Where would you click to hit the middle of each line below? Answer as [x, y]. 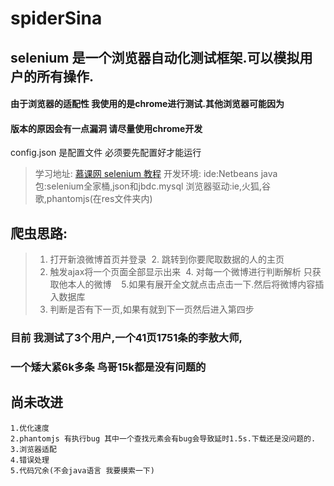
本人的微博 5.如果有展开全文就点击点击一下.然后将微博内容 [191, 284]
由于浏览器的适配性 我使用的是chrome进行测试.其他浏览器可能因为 [147, 104]
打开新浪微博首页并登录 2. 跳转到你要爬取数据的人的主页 [167, 259]
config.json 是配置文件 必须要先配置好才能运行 [106, 153]
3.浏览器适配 [33, 449]
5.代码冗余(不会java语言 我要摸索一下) [82, 470]
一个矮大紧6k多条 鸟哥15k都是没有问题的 [108, 367]
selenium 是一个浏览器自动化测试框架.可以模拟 [155, 57]
